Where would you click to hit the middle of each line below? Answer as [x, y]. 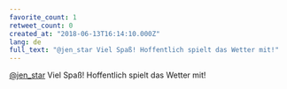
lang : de [25, 42]
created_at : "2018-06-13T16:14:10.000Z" [85, 33]
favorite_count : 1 [43, 17]
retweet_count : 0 [41, 26]
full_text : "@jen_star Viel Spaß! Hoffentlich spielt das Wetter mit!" [144, 50]
